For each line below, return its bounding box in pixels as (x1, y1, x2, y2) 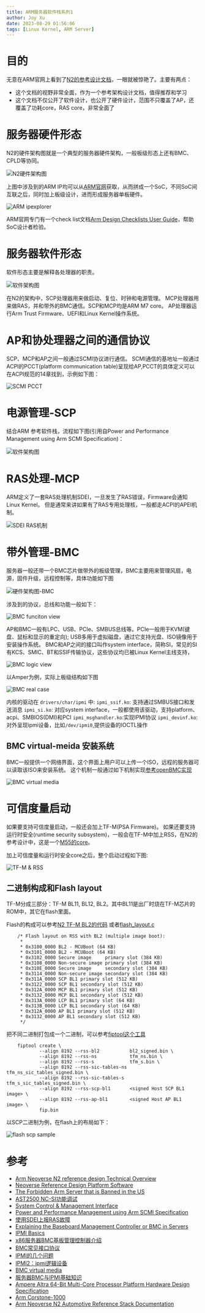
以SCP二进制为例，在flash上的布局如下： (6, 1119, 110, 1126)
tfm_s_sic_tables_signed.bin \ (6, 1080, 86, 1087)
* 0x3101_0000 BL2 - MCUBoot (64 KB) (20, 950, 116, 956)
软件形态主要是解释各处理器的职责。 (6, 268, 98, 276)
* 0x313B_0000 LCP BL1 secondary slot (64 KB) (20, 1003, 141, 1009)
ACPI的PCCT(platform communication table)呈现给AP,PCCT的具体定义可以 (6, 363, 195, 370)
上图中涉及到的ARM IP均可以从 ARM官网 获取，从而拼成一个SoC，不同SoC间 (6, 183, 198, 191)
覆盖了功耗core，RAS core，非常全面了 (15, 104, 115, 112)
